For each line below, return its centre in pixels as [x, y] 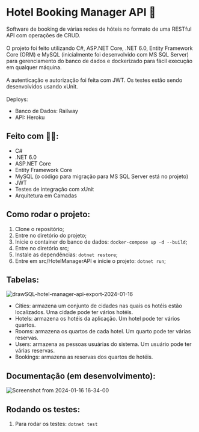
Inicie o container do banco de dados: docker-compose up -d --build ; [101, 242]
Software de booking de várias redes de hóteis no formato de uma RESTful [99, 29]
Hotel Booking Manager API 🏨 [81, 12]
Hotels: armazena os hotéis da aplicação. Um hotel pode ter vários [97, 319]
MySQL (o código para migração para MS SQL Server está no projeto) [102, 176]
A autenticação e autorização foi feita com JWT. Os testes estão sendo [94, 80]
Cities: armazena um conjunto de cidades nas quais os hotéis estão [98, 306]
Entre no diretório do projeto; [51, 235]
